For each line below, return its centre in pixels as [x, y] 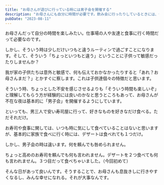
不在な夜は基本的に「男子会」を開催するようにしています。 [65, 101]
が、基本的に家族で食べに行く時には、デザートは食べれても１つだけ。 [75, 134]
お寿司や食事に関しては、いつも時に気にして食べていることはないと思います [82, 128]
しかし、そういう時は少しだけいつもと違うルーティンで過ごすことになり [78, 50]
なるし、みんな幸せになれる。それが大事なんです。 [60, 178]
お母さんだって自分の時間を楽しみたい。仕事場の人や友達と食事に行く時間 [80, 33]
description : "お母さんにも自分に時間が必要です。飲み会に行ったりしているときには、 [82, 14]
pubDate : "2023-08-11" [28, 19]
